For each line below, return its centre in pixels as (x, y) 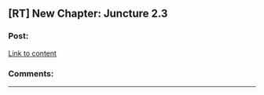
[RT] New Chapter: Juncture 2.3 (88, 14)
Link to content (33, 53)
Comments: (31, 73)
